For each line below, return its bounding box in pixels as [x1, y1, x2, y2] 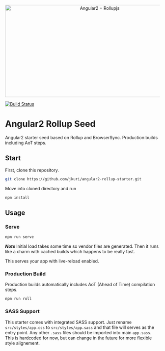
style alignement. [5, 340, 40, 346]
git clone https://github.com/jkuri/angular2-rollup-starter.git [5, 176, 141, 181]
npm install [5, 195, 29, 200]
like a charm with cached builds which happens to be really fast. [5, 249, 135, 255]
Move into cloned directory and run [5, 185, 77, 191]
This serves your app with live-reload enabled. [5, 258, 99, 264]
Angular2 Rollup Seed [5, 118, 96, 130]
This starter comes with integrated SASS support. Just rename [5, 319, 132, 325]
